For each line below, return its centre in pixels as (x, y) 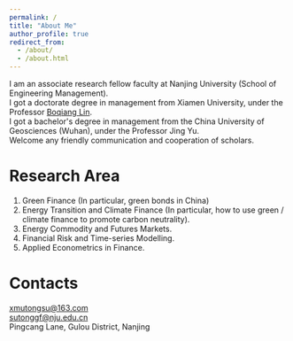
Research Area (65, 176)
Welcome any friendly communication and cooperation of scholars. (132, 140)
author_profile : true (49, 34)
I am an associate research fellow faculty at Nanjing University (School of (143, 84)
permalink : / (33, 17)
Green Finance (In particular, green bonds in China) (116, 200)
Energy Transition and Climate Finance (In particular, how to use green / (153, 210)
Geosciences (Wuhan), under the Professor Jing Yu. (104, 131)
